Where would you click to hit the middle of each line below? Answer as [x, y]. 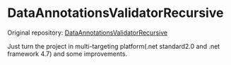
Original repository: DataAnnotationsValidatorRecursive [88, 32]
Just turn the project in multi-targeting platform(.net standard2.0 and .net [114, 46]
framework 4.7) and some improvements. [67, 54]
